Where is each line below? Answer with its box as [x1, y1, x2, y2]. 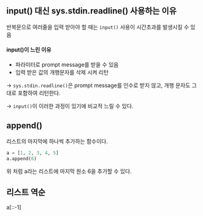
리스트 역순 [6, 187, 46, 198]
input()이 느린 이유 [6, 46, 52, 53]
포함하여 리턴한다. [17, 90, 61, 97]
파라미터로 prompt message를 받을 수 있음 [15, 61, 119, 69]
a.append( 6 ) [6, 155, 37, 161]
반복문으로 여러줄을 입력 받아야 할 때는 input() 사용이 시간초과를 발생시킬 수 [6, 23, 189, 31]
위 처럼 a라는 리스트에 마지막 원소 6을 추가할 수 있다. [6, 168, 132, 175]
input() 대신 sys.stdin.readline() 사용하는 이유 [6, 6, 177, 17]
